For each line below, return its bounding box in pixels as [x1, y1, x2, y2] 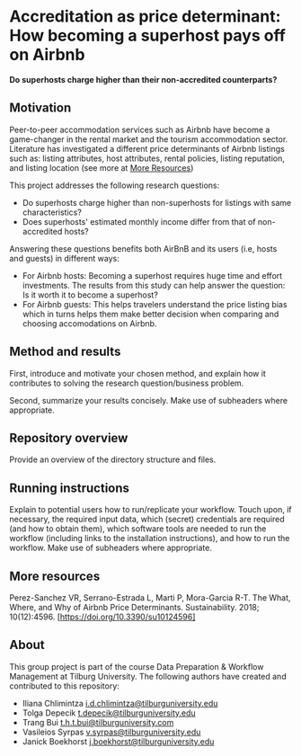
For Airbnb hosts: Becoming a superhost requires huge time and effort [22, 270, 283, 280]
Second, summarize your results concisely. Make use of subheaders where [9, 395, 288, 405]
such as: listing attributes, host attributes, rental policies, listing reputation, [9, 153, 286, 164]
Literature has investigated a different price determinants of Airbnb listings [9, 143, 285, 154]
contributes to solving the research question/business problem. [9, 378, 244, 388]
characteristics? [22, 207, 83, 218]
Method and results [9, 344, 121, 360]
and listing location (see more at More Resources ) [9, 162, 194, 173]
